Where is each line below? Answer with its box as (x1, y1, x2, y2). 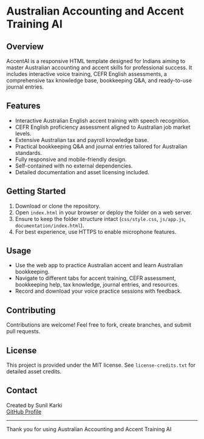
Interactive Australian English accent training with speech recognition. (15, 117, 190, 124)
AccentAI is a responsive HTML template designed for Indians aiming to (6, 58, 186, 64)
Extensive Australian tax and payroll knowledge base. (15, 136, 149, 143)
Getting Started (6, 186, 66, 197)
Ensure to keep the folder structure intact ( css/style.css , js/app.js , (15, 215, 186, 222)
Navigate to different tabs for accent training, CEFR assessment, (15, 274, 176, 282)
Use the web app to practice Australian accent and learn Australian (15, 262, 183, 269)
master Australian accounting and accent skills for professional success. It (6, 64, 192, 71)
